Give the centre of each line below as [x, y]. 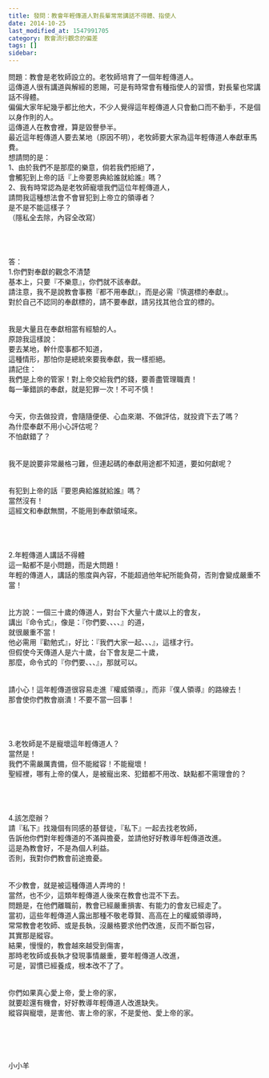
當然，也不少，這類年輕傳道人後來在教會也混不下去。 [96, 895]
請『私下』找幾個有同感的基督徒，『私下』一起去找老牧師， [105, 828]
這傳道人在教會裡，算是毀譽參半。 [64, 127]
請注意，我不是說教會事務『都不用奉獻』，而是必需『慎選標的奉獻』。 [120, 292]
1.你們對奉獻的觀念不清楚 [49, 272]
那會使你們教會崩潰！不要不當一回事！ [71, 699]
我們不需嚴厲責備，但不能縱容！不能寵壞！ [78, 764]
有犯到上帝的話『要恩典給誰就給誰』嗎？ [75, 490]
